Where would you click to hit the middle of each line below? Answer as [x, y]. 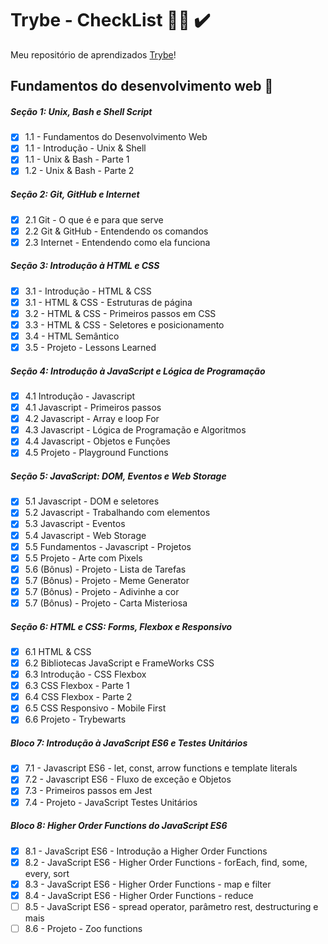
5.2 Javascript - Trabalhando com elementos [117, 513]
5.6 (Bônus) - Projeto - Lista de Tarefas [105, 569]
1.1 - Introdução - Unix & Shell [85, 148]
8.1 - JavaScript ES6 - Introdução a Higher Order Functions [146, 851]
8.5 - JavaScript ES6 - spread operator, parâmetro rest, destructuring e [171, 906]
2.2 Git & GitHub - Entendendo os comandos [116, 231]
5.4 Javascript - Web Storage [85, 535]
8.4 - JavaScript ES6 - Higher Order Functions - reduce [139, 895]
